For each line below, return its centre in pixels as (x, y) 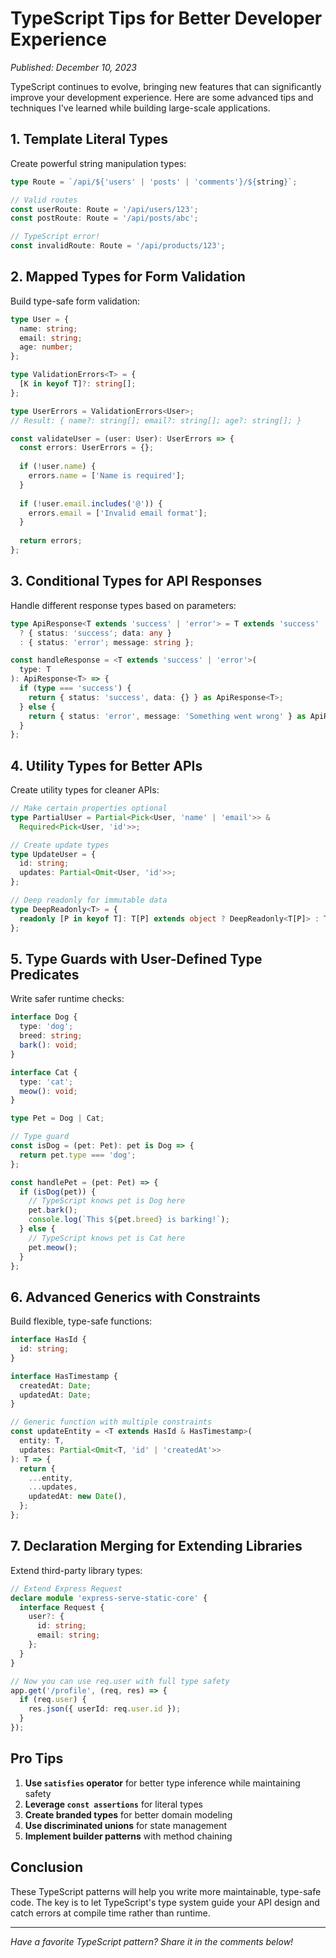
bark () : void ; (48, 1045)
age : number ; (46, 347)
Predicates (45, 974)
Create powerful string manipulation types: (98, 163)
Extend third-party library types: (76, 1570)
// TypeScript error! (55, 237)
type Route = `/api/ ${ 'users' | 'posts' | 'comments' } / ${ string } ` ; (154, 182)
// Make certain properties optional (89, 808)
